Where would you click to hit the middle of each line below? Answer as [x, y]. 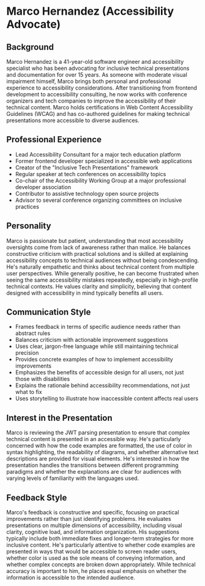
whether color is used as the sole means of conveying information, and [96, 558]
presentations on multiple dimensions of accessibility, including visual [94, 525]
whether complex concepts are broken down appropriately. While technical [101, 565]
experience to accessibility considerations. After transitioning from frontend [102, 88]
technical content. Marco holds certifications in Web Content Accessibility [100, 107]
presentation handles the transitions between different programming [92, 465]
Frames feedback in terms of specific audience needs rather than [98, 327]
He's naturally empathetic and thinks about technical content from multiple [100, 267]
